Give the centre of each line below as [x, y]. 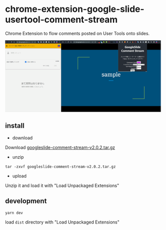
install [15, 126]
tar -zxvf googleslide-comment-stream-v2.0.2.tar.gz [61, 167]
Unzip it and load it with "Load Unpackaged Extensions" [62, 185]
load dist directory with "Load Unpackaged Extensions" [62, 222]
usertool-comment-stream [61, 20]
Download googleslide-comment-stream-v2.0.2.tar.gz [60, 147]
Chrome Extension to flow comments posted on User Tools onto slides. [77, 33]
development [26, 201]
